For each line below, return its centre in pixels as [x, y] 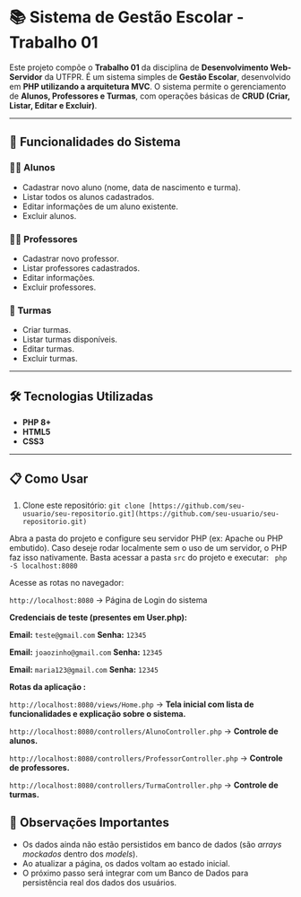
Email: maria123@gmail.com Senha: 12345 [84, 669]
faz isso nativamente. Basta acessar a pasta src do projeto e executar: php [148, 557]
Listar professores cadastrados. [81, 268]
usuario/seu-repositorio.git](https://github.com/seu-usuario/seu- [150, 514]
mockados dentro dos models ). [80, 854]
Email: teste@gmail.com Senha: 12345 [78, 634]
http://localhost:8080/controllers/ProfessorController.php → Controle [146, 758]
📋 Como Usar [49, 479]
